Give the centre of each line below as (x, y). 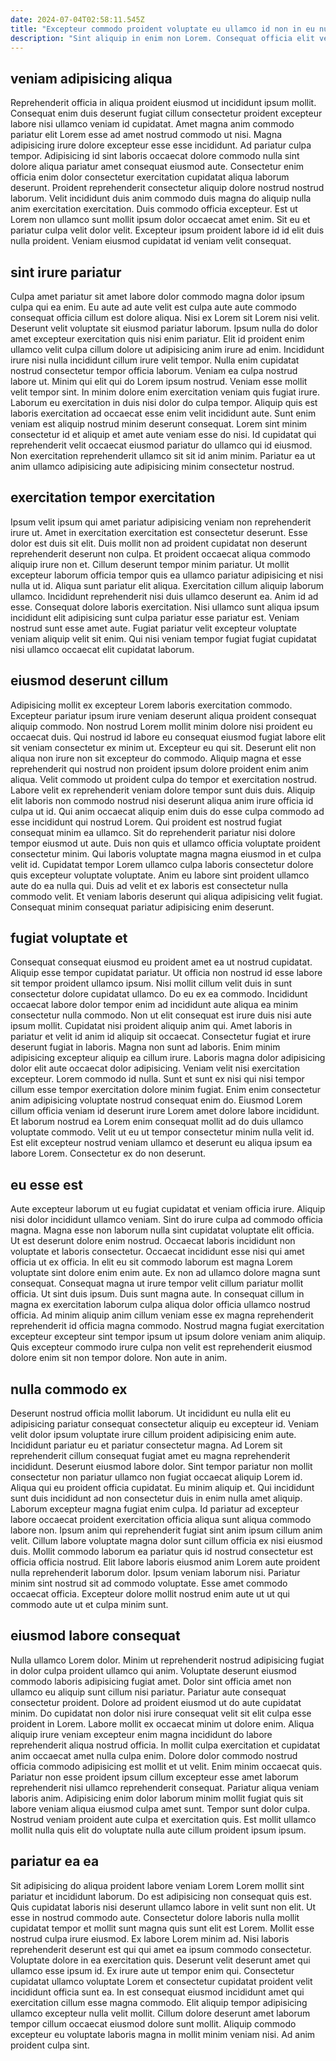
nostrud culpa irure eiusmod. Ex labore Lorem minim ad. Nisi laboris (150, 1938)
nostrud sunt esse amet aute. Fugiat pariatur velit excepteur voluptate (153, 628)
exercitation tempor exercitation (113, 497)
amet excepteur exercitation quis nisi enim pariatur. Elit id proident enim (157, 339)
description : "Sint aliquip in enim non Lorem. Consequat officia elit (162, 38)
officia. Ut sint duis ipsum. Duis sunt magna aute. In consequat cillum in (157, 1294)
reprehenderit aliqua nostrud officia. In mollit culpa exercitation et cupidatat (165, 1745)
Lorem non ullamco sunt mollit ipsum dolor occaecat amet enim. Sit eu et (160, 220)
